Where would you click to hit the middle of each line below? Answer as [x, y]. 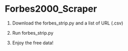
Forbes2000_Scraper [51, 9]
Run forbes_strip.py [33, 33]
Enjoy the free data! [33, 43]
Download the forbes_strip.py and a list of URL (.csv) [68, 23]
